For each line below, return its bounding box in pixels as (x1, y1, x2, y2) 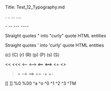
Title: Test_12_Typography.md (5, 4, 65, 10)
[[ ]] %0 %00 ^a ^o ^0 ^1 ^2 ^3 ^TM (5, 81, 76, 86)
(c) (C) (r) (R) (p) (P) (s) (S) (5, 52, 60, 58)
